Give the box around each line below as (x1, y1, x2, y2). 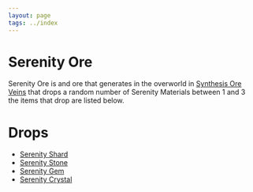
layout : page (8, 11, 51, 20)
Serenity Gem (19, 167, 65, 176)
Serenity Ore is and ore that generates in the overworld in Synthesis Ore (8, 79, 242, 88)
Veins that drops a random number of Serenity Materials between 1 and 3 (8, 88, 246, 97)
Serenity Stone (19, 158, 69, 168)
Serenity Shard (19, 149, 69, 159)
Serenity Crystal (19, 175, 73, 184)
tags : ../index (8, 19, 58, 27)
